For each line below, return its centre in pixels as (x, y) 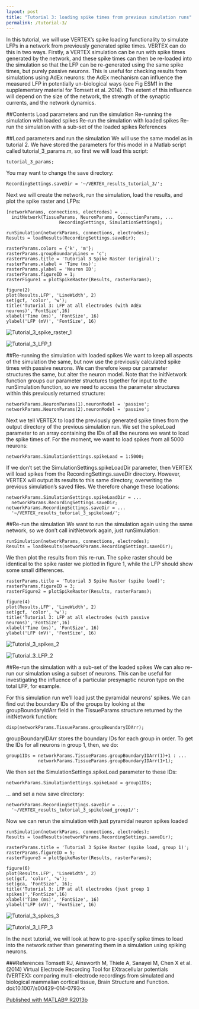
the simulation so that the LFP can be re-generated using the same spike (95, 65)
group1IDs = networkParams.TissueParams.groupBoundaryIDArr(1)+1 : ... (96, 756)
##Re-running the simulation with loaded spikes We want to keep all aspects (99, 356)
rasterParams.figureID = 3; (41, 586)
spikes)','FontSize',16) (37, 895)
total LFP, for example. (33, 686)
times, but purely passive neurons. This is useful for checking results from (97, 71)
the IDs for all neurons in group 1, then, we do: (62, 745)
